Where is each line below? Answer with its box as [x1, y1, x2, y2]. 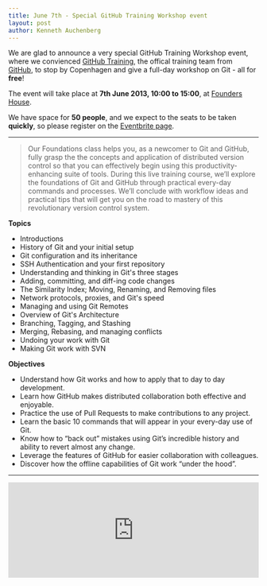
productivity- [195, 161, 238, 171]
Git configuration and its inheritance [19, 251, 137, 261]
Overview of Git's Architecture [19, 310, 119, 320]
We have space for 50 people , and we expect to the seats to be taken [8, 113, 237, 122]
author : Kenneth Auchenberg [8, 26, 102, 34]
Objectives [8, 359, 45, 369]
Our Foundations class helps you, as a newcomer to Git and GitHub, [27, 144, 250, 153]
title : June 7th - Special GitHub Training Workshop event [8, 11, 208, 20]
